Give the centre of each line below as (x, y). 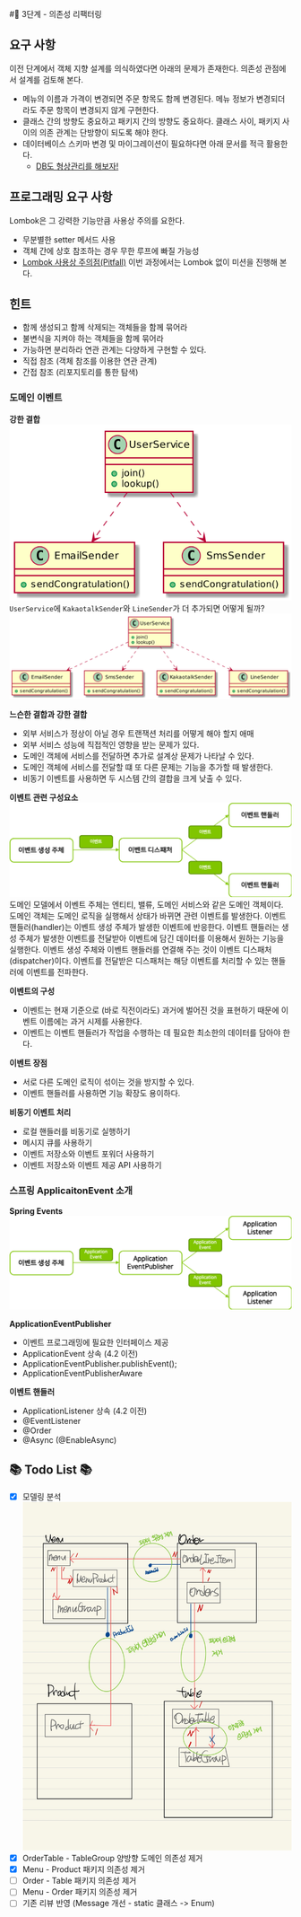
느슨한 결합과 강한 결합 (48, 715)
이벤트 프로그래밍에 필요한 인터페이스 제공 (95, 1342)
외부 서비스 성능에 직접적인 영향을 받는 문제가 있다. (111, 745)
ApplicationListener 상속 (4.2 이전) (85, 1411)
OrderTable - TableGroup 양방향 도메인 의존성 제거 (112, 1859)
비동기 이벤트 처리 (40, 1112)
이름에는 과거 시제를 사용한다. (90, 1022)
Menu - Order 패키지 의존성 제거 (80, 1892)
